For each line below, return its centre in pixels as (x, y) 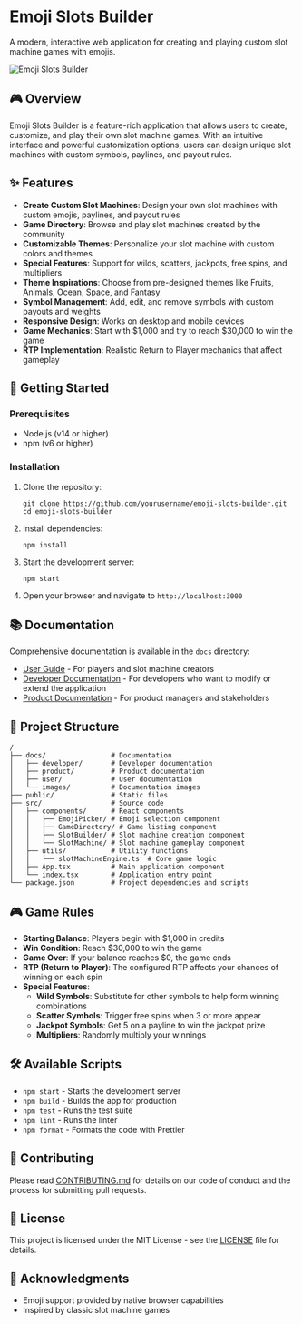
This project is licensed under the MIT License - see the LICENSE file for (144, 1240)
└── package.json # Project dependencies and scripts (129, 883)
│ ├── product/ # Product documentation (107, 772)
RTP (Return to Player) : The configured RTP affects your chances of (151, 967)
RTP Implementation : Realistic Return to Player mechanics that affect (152, 350)
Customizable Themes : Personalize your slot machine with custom (148, 244)
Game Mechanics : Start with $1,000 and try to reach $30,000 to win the (157, 330)
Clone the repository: (62, 486)
